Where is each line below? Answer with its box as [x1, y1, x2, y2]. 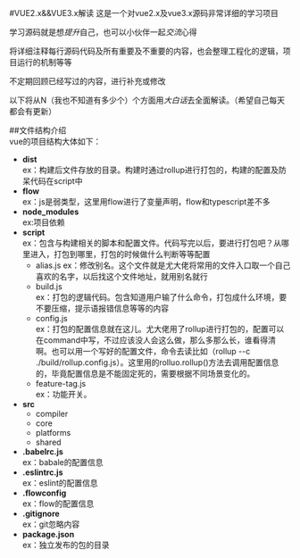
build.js [35, 281, 62, 292]
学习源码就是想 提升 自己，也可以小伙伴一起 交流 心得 [9, 27, 197, 37]
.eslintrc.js [21, 467, 63, 478]
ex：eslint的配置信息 [21, 478, 98, 488]
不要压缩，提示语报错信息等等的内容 [35, 303, 170, 313]
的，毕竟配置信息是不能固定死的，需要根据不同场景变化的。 [35, 369, 255, 379]
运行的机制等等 [16, 57, 72, 67]
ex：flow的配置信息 [21, 498, 95, 509]
